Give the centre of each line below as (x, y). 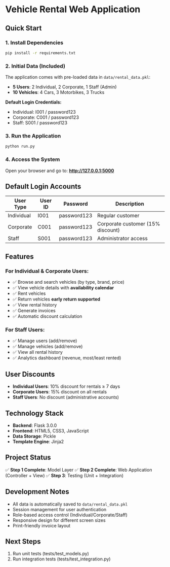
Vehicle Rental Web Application (73, 9)
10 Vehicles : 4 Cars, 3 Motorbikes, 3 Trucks (58, 92)
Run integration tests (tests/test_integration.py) (61, 559)
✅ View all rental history (38, 352)
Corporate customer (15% (129, 224)
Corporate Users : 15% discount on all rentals (60, 392)
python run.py (20, 146)
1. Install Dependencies (34, 43)
